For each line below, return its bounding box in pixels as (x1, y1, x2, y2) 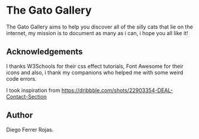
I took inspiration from (6, 87, 61, 94)
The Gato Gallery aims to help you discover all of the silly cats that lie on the (6, 23, 193, 30)
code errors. (6, 75, 37, 82)
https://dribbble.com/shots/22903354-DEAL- (62, 87, 173, 94)
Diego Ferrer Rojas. (6, 126, 54, 133)
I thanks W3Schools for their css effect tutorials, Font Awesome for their (6, 62, 184, 69)
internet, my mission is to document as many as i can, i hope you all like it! (6, 29, 188, 36)
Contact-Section (6, 93, 47, 100)
